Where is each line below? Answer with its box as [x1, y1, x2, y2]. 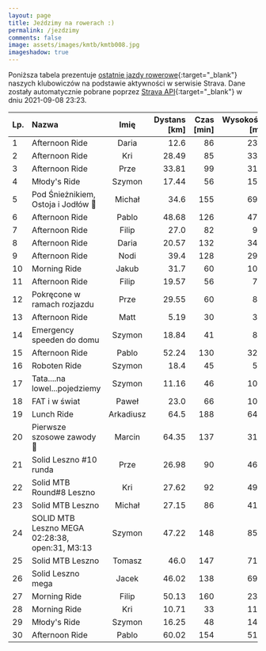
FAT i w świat [31, 396, 81, 406]
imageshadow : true [8, 48, 69, 56]
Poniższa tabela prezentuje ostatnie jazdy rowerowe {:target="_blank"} [8, 70, 237, 79]
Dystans [154, 114, 186, 125]
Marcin [114, 432, 141, 442]
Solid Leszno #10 [31, 455, 97, 465]
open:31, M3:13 [31, 542, 93, 553]
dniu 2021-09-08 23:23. [8, 96, 87, 105]
